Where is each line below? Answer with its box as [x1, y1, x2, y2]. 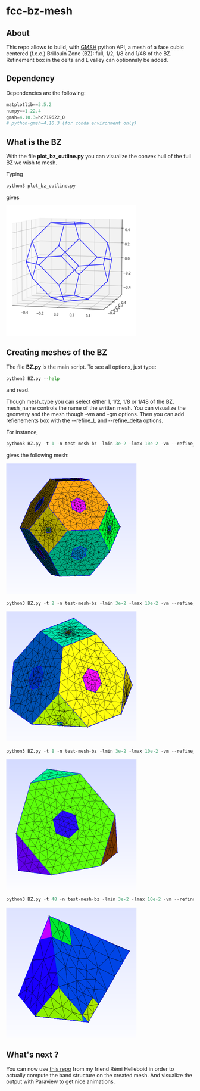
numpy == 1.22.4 [6, 108, 42, 114]
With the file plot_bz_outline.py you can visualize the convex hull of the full [6, 153, 192, 160]
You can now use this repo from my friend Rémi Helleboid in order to [6, 1065, 174, 1073]
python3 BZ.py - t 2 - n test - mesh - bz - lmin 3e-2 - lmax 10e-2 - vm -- [6, 600, 177, 606]
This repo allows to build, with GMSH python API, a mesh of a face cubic [6, 43, 185, 51]
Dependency [6, 73, 55, 84]
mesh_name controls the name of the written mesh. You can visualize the [6, 404, 186, 412]
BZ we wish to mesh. [6, 159, 58, 166]
